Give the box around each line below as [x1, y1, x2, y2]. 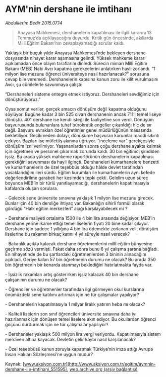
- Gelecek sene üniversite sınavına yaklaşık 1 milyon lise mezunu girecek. [5, 195, 155, 201]
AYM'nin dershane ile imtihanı [5, 3, 132, 15]
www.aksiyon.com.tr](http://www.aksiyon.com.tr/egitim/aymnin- [24, 361, 156, 367]
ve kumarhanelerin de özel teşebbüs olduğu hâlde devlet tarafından [5, 164, 143, 170]
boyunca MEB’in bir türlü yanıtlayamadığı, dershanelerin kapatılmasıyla [5, 180, 150, 186]
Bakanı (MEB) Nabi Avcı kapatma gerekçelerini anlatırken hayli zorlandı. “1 [5, 66, 156, 72]
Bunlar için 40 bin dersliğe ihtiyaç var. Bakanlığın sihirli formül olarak [5, 200, 145, 206]
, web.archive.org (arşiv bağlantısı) [66, 366, 138, 372]
